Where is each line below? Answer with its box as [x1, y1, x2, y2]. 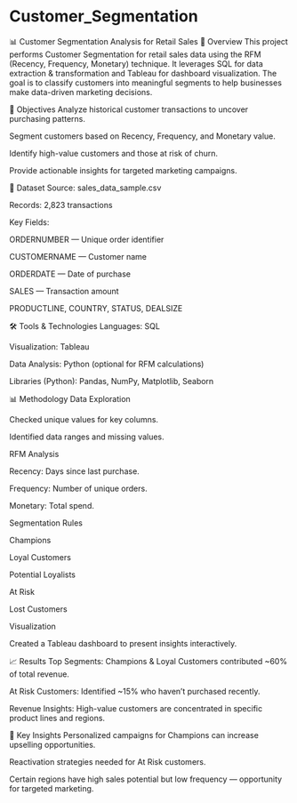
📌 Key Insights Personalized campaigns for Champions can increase [9, 729, 260, 740]
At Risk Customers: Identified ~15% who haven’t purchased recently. [9, 686, 261, 696]
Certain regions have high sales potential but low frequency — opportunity [9, 774, 283, 784]
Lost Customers [9, 603, 68, 614]
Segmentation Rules [9, 518, 83, 528]
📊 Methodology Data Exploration [9, 393, 131, 404]
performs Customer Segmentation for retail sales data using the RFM [9, 49, 261, 60]
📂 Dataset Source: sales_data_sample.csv [9, 182, 162, 193]
